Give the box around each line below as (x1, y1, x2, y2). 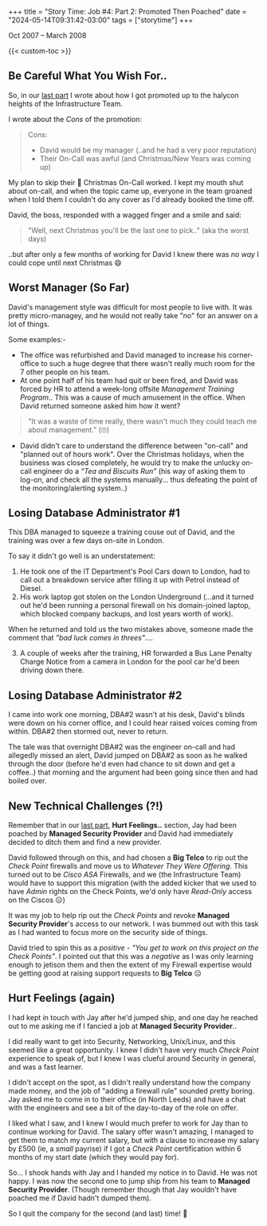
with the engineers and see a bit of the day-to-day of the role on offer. (8, 1102, 238, 1112)
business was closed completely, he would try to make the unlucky (19, 458, 241, 467)
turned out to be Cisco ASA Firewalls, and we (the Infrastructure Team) (8, 869, 241, 880)
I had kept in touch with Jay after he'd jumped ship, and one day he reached (8, 1012, 258, 1022)
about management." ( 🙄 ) (27, 424, 110, 434)
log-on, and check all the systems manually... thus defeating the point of (19, 475, 257, 484)
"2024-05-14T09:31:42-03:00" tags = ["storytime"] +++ (8, 15, 194, 25)
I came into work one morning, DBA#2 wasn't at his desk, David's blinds (8, 710, 245, 719)
